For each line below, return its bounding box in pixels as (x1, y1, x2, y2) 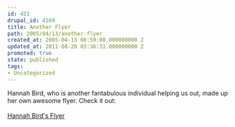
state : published (7, 56, 59, 64)
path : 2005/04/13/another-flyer (7, 30, 103, 37)
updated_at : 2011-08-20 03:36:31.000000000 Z (7, 43, 144, 50)
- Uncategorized (7, 69, 55, 76)
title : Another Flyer (7, 23, 71, 30)
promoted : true (7, 50, 52, 57)
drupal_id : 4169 (7, 17, 55, 24)
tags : (7, 63, 23, 70)
